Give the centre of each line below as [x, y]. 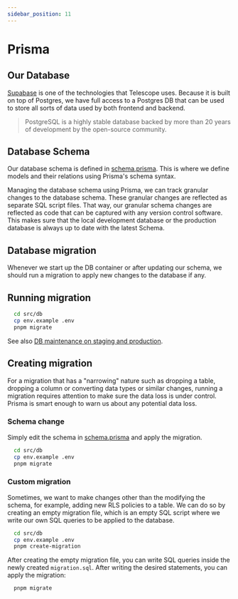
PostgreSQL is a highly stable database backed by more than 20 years [128, 121]
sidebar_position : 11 [39, 14]
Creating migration [50, 363]
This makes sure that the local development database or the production [112, 220]
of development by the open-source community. [96, 129]
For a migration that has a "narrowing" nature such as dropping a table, [112, 380]
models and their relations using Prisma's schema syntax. [92, 176]
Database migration [52, 250]
